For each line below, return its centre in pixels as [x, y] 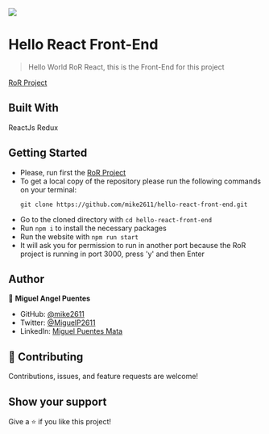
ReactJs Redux [33, 127]
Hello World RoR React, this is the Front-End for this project [126, 67]
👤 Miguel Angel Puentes [50, 298]
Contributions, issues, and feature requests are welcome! [103, 377]
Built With [33, 108]
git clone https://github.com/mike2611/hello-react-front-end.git [134, 204]
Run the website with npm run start [79, 236]
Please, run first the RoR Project [73, 172]
